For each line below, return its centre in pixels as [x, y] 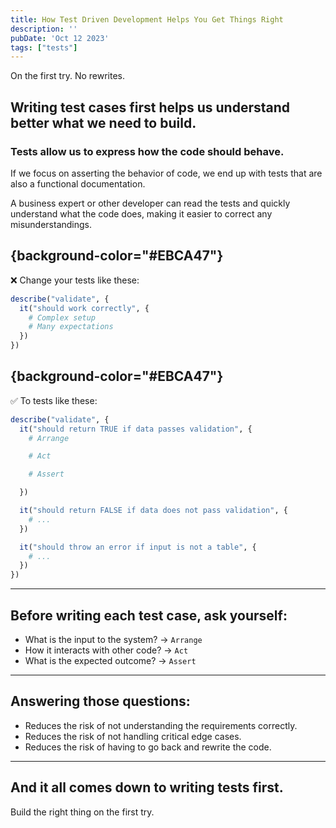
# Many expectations [71, 327]
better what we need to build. [103, 122]
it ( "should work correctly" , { [84, 308]
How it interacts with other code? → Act [106, 650]
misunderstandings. [51, 224]
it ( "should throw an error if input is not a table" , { [138, 547]
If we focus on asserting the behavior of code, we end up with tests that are [166, 173]
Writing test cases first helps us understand [150, 107]
